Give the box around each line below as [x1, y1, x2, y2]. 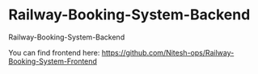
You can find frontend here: [8, 47, 100, 57]
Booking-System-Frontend [8, 56, 97, 66]
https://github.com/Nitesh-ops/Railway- [101, 47, 235, 57]
